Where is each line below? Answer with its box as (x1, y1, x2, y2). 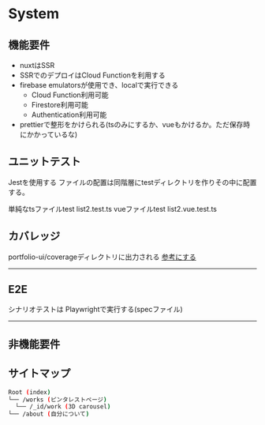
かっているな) (33, 130, 78, 139)
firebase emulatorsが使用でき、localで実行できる (19, 81, 179, 89)
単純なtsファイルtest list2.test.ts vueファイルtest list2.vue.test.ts (8, 204, 217, 213)
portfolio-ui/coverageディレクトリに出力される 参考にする (8, 252, 197, 261)
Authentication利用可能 (31, 110, 107, 119)
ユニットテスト (8, 155, 81, 168)
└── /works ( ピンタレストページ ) (8, 396, 107, 404)
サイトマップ (8, 367, 71, 380)
